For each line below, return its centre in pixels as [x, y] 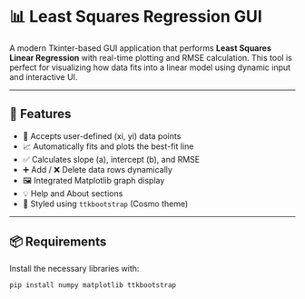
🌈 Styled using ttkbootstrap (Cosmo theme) [105, 204]
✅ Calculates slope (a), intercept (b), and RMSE [111, 159]
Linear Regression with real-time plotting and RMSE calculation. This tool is [151, 57]
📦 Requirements [58, 242]
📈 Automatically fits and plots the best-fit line [108, 146]
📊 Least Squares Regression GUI [136, 17]
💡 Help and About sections [73, 193]
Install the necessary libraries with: [74, 268]
